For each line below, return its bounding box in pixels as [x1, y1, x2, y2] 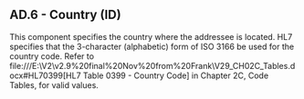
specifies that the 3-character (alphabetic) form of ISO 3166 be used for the [9, 41, 295, 52]
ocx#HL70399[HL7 [9, 70, 81, 81]
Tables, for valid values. [9, 79, 99, 90]
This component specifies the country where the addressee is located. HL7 [9, 31, 293, 42]
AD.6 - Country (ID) [9, 7, 121, 23]
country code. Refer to [9, 50, 94, 62]
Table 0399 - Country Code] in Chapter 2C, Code [82, 70, 269, 81]
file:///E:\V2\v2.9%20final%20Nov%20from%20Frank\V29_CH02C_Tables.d [9, 60, 296, 71]
